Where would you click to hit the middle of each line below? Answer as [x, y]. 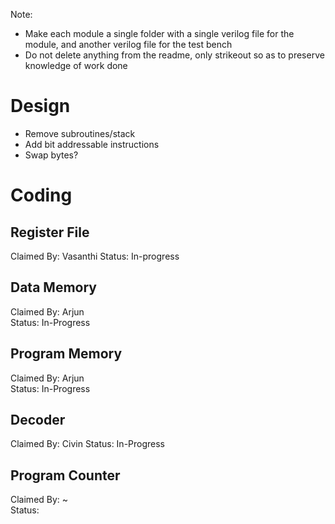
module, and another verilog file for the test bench [128, 44]
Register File [50, 232]
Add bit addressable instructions [92, 144]
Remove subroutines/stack [80, 133]
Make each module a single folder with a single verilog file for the [159, 33]
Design [40, 106]
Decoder [38, 419]
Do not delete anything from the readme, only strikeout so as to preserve [174, 55]
